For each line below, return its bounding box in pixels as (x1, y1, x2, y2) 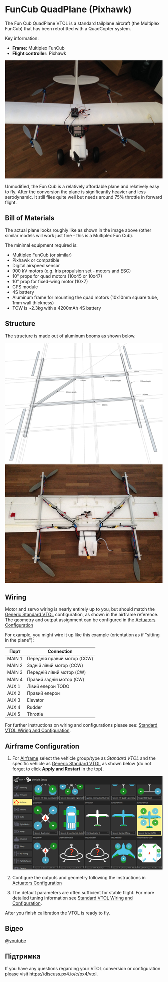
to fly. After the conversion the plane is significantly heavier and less (5, 189, 146, 195)
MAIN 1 (7, 655, 23, 661)
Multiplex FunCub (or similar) (12, 252, 72, 258)
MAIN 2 (7, 662, 23, 669)
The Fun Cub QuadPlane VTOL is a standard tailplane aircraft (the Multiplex (5, 20, 160, 26)
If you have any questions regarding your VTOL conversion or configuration (5, 965, 161, 971)
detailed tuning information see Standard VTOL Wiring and (12, 895, 133, 901)
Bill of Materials (5, 214, 55, 222)
